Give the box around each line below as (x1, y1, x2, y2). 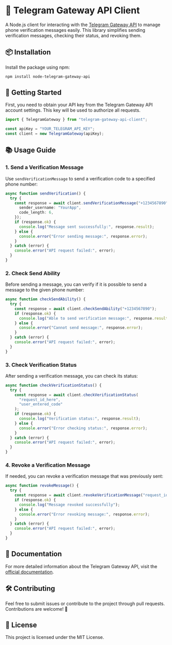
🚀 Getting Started (5, 88, 62, 97)
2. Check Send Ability (5, 269, 60, 277)
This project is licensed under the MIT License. (5, 634, 104, 640)
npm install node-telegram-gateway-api (5, 74, 91, 79)
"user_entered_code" (18, 402, 63, 407)
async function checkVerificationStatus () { (5, 383, 102, 388)
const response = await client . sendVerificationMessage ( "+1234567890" (14, 200, 168, 205)
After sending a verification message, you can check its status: (5, 372, 138, 379)
